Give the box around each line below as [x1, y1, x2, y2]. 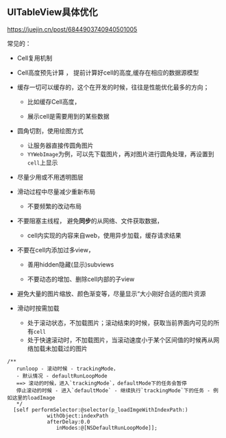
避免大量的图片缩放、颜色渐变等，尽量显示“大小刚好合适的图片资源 [16, 289, 206, 297]
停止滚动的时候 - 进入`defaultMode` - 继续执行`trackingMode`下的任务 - [16, 387, 211, 394]
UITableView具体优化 [7, 6, 98, 19]
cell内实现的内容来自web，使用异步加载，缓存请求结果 [27, 231, 181, 239]
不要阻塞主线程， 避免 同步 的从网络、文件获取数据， [16, 217, 163, 225]
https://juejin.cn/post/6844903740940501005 [7, 25, 138, 33]
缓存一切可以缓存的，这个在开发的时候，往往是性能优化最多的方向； [16, 83, 210, 91]
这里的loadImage [12, 394, 55, 401]
